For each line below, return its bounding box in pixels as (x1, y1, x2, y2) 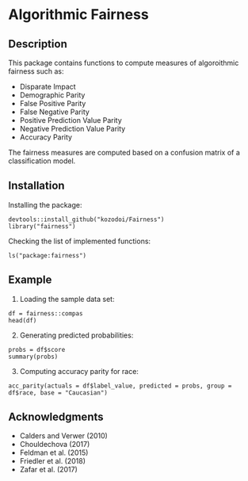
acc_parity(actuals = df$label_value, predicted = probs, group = (8, 382, 232, 390)
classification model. (8, 156, 76, 166)
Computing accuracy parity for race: (19, 366, 139, 376)
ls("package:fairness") (8, 251, 87, 259)
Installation (8, 179, 65, 193)
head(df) (8, 316, 37, 324)
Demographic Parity (19, 90, 86, 100)
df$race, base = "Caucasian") (8, 388, 109, 397)
